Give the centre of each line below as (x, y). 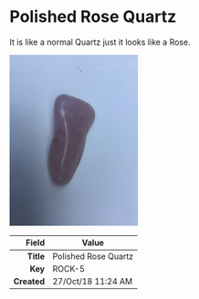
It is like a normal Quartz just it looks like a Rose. (100, 42)
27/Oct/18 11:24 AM (93, 282)
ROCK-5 (68, 268)
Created (29, 282)
